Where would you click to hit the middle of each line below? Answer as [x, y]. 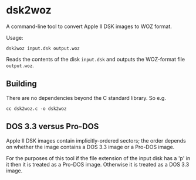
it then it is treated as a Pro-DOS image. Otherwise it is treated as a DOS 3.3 [98, 164]
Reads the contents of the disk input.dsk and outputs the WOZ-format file [96, 59]
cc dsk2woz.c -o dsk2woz [36, 109]
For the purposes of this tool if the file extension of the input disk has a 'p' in [98, 158]
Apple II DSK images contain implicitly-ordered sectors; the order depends [96, 140]
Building [21, 84]
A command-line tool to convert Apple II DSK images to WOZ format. [89, 26]
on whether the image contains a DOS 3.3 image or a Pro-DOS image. [90, 147]
